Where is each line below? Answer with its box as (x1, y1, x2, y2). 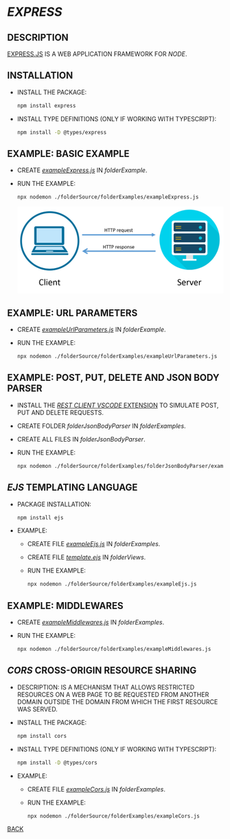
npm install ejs (16, 514, 64, 521)
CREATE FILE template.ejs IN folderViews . (27, 553, 146, 561)
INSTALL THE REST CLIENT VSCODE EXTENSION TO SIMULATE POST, (16, 401, 219, 409)
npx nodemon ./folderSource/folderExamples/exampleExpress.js (16, 194, 199, 200)
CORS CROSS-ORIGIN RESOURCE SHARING (7, 665, 197, 676)
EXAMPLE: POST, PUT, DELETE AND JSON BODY (7, 372, 220, 384)
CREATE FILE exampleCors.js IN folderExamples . (27, 785, 166, 793)
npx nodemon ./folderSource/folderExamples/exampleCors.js (27, 812, 200, 820)
